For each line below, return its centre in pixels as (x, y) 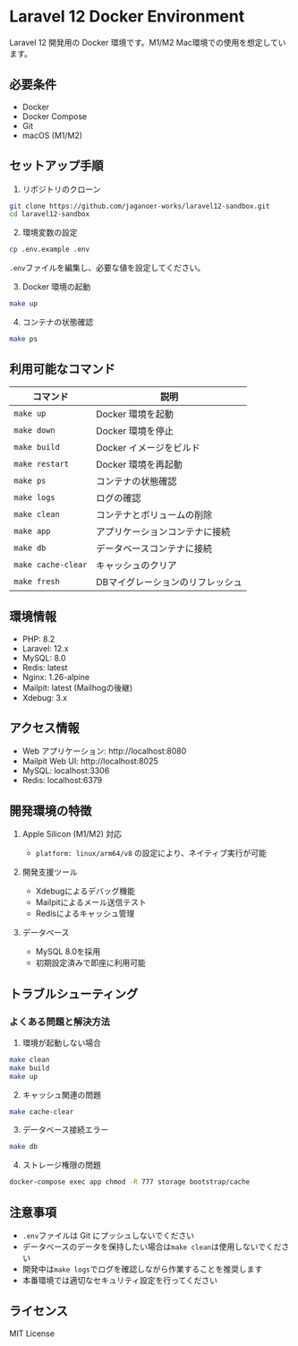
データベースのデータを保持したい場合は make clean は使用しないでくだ (152, 1247)
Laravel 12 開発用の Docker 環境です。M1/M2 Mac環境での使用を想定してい (148, 42)
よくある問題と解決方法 (60, 1022)
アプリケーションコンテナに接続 (163, 531)
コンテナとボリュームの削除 (154, 514)
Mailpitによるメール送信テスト (91, 902)
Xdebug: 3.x (45, 697)
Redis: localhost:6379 (62, 781)
